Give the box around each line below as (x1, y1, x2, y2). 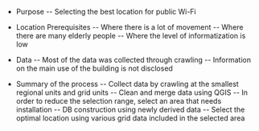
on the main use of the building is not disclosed (15, 63, 173, 73)
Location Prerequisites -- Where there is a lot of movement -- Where (15, 23, 244, 31)
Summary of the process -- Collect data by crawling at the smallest (15, 80, 239, 88)
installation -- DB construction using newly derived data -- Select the (15, 104, 245, 114)
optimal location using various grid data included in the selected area (15, 113, 245, 123)
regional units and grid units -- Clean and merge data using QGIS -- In (15, 88, 248, 97)
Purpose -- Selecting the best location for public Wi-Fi (15, 7, 196, 16)
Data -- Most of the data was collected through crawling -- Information (15, 55, 252, 64)
